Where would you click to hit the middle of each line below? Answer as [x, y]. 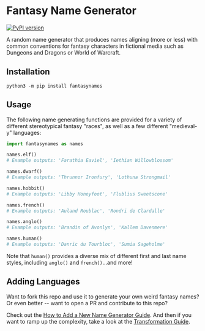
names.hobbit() [26, 188]
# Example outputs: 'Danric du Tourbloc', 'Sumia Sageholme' [86, 245]
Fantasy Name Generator [71, 11]
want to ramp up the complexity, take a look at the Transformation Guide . [99, 321]
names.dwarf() [24, 172]
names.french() [26, 205]
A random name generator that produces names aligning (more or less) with [102, 39]
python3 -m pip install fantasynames [54, 86]
